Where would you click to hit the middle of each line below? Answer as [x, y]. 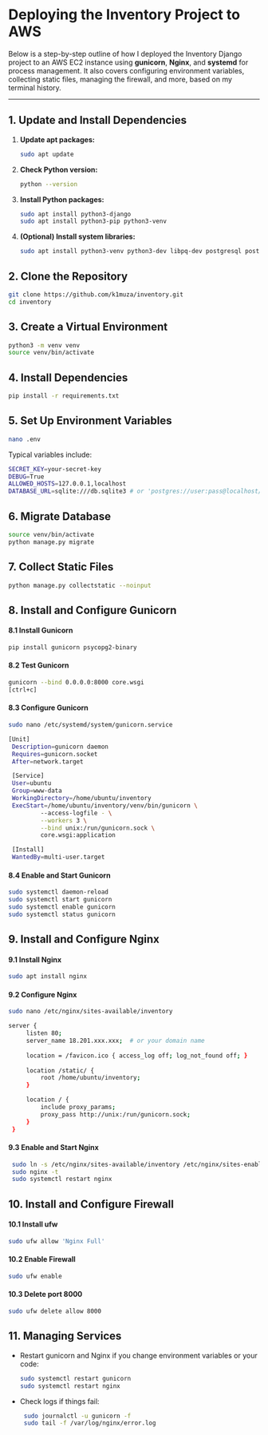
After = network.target [47, 761]
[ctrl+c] [23, 690]
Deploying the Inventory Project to [124, 15]
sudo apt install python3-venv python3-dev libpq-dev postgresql [130, 252]
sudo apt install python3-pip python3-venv [93, 221]
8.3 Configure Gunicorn [49, 708]
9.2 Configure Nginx [43, 994]
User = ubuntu [32, 783]
